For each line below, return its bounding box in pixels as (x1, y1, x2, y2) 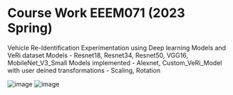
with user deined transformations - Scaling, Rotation (7, 66, 161, 74)
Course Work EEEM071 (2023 (7, 5, 185, 21)
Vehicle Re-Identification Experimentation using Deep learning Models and (7, 43, 227, 52)
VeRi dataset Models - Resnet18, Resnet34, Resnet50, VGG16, (7, 51, 189, 60)
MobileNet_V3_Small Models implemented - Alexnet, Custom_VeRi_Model (7, 58, 222, 67)
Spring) (7, 20, 53, 36)
